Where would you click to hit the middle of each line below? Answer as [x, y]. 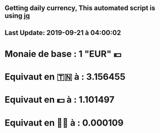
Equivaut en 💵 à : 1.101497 [60, 100]
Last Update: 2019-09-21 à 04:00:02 [63, 32]
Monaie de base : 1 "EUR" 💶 [63, 54]
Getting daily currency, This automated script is [80, 8]
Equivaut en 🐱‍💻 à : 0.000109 [64, 123]
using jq [17, 16]
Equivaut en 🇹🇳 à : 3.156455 [65, 77]
